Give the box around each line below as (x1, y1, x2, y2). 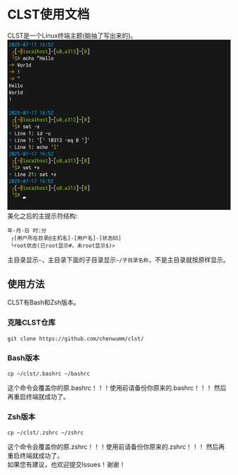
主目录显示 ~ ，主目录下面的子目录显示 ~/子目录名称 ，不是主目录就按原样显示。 (7, 255, 229, 264)
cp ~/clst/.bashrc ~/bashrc (7, 370, 91, 377)
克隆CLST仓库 (7, 318, 56, 328)
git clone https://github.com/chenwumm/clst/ (7, 335, 144, 342)
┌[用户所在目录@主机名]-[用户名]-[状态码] (10, 235, 122, 242)
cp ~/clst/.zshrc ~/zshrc (7, 430, 84, 437)
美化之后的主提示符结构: (7, 211, 78, 220)
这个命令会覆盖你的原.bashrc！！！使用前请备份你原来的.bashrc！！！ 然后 (7, 384, 227, 392)
